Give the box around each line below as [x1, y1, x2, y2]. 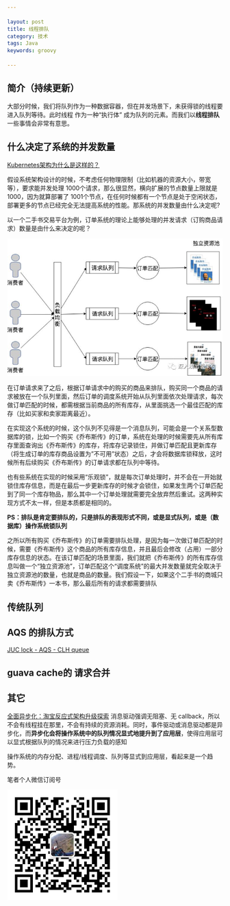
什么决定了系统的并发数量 [7, 141, 115, 153]
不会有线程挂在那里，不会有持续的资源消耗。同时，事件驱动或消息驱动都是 [7, 720, 217, 728]
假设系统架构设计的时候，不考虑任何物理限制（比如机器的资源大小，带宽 [7, 175, 211, 183]
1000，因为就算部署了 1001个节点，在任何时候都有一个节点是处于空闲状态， [7, 192, 221, 200]
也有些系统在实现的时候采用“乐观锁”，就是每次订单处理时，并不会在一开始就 [7, 473, 222, 481]
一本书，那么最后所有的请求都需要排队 [49, 580, 157, 588]
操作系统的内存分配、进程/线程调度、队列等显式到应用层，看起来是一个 [7, 752, 207, 761]
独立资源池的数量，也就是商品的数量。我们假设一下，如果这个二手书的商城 [7, 571, 217, 579]
